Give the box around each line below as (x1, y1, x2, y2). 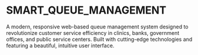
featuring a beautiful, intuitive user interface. (6, 42, 115, 49)
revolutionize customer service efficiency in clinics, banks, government (6, 29, 180, 36)
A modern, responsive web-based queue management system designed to (6, 23, 189, 30)
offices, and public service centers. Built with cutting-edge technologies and (6, 35, 193, 43)
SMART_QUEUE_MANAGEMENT (6, 4, 167, 17)
